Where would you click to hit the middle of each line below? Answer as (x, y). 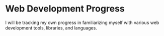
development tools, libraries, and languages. (51, 27)
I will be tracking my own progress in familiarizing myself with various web (82, 22)
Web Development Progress (65, 9)
